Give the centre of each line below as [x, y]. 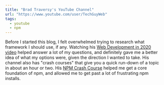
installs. [13, 79]
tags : [11, 19]
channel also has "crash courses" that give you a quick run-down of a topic [82, 63]
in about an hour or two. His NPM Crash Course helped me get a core [76, 68]
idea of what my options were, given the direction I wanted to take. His [77, 57]
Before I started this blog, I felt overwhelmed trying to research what [75, 42]
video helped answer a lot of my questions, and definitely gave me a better [82, 53]
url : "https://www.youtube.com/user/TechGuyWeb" [56, 14]
